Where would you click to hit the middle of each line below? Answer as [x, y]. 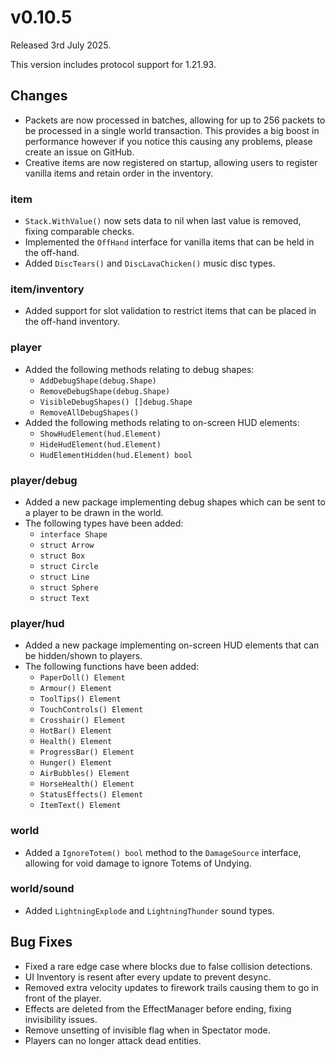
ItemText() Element [80, 806]
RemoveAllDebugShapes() [89, 412]
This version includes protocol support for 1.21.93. [113, 64]
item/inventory [47, 289]
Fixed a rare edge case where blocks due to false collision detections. [168, 966]
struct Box [62, 556]
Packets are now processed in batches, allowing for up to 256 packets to [175, 120]
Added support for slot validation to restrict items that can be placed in [170, 311]
